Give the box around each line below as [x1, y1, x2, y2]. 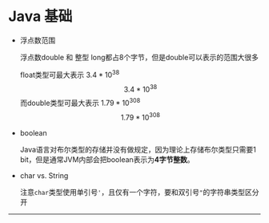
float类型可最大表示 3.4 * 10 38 [19, 68, 120, 79]
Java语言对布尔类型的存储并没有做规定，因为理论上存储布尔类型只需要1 [19, 144, 256, 154]
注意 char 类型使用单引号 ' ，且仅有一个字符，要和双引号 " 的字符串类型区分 [19, 187, 259, 197]
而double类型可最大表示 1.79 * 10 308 [19, 97, 141, 107]
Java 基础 [8, 7, 73, 26]
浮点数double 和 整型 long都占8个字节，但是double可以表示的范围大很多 [19, 52, 259, 62]
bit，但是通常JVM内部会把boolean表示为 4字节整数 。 [19, 154, 195, 164]
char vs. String [19, 170, 69, 180]
